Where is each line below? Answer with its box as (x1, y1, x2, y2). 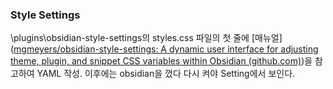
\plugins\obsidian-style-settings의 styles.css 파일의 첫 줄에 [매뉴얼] (10, 32, 283, 44)
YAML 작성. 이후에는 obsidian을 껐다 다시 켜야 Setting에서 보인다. (36, 68, 296, 80)
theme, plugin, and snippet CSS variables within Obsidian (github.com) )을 (10, 55, 313, 67)
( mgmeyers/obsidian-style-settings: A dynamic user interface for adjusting (10, 43, 319, 55)
